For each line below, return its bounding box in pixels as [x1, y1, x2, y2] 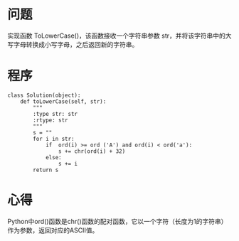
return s [33, 166, 59, 173]
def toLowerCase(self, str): [20, 97, 107, 105]
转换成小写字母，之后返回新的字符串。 [26, 40, 139, 48]
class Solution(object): [7, 92, 81, 99]
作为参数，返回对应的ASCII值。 [7, 225, 99, 235]
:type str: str [33, 110, 78, 117]
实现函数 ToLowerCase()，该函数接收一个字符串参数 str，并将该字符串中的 [7, 31, 225, 40]
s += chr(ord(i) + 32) [58, 147, 126, 155]
